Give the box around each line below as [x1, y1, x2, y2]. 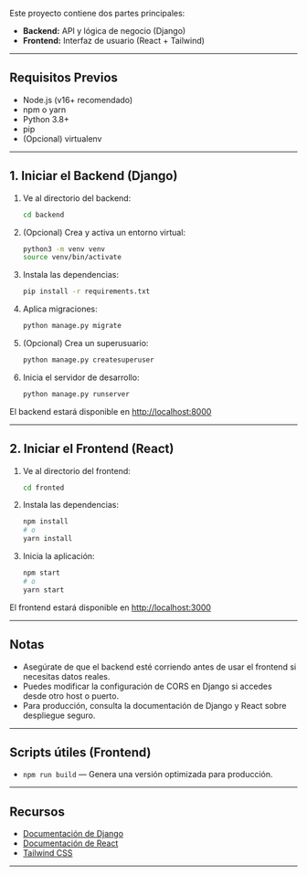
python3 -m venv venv [22, 244, 106, 254]
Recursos [9, 804, 66, 819]
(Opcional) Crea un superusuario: [22, 338, 149, 348]
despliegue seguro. [22, 710, 96, 721]
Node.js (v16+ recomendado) [22, 94, 133, 105]
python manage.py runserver [22, 389, 130, 398]
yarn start [22, 585, 65, 595]
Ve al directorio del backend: [22, 192, 132, 204]
